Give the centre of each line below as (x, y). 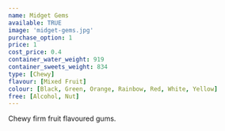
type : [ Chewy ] (32, 74)
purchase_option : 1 (40, 37)
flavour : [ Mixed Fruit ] (48, 81)
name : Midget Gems (38, 15)
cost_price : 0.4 (35, 52)
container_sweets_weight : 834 (58, 67)
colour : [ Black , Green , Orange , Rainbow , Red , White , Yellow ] (113, 89)
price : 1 (23, 45)
